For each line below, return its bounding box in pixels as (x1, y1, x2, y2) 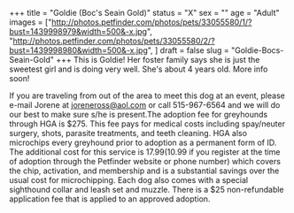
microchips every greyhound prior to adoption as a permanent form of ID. (9, 137, 277, 148)
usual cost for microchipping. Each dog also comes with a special (9, 175, 249, 185)
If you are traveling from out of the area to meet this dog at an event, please (9, 90, 285, 101)
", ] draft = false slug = (147, 45, 230, 56)
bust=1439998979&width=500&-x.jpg (9, 27, 148, 36)
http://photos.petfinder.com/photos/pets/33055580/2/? (12, 35, 215, 46)
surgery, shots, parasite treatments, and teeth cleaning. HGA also (9, 128, 248, 138)
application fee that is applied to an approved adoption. (9, 194, 211, 204)
